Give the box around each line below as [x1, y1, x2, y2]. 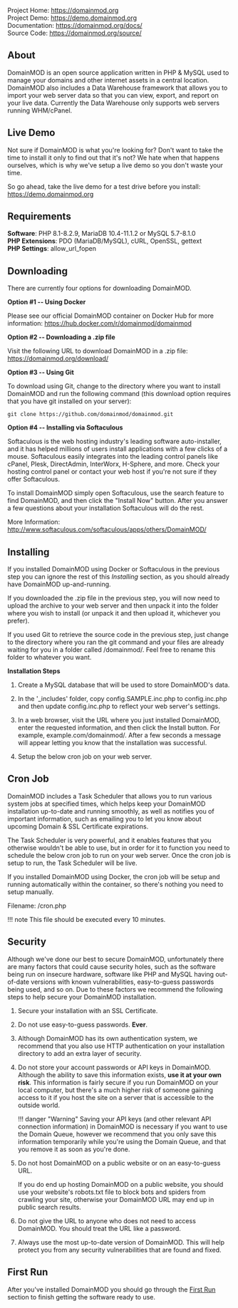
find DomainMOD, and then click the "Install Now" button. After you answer [7, 497, 228, 505]
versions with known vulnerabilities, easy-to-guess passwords [31, 977, 214, 986]
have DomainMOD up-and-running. [7, 580, 112, 588]
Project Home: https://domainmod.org [7, 6, 119, 14]
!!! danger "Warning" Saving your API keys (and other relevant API [17, 1114, 212, 1123]
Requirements [7, 210, 71, 223]
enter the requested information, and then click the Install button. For [17, 723, 220, 732]
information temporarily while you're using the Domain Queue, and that [17, 1137, 227, 1146]
